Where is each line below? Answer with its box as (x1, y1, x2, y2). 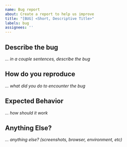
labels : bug (5, 20, 29, 26)
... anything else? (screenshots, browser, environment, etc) (5, 137, 123, 143)
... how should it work (5, 110, 48, 115)
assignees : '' (5, 25, 34, 30)
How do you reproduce (5, 70, 76, 78)
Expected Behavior (5, 97, 64, 105)
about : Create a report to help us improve (5, 12, 95, 16)
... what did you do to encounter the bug (5, 83, 86, 89)
